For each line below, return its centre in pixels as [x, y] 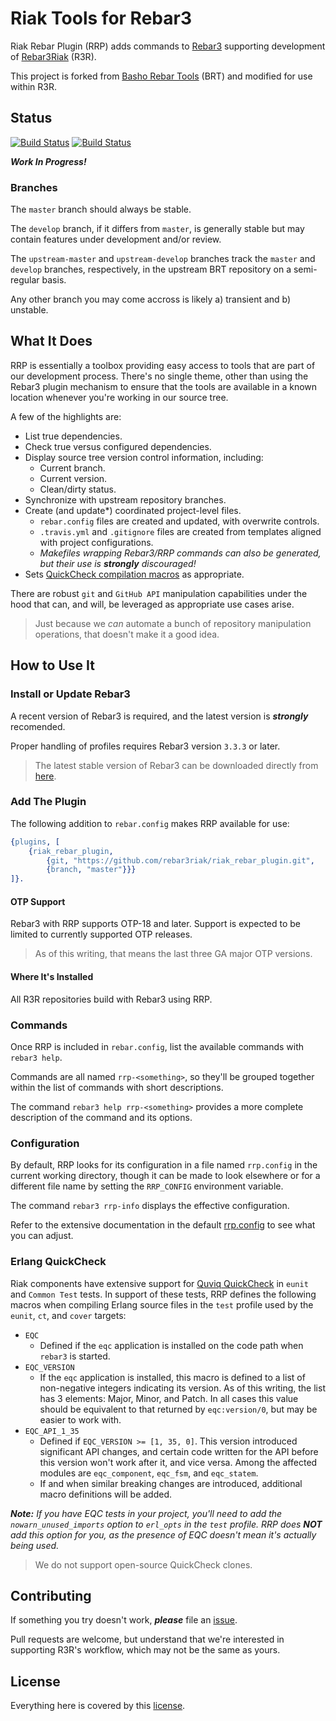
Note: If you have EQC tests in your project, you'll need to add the [146, 1513]
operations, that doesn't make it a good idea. [127, 634]
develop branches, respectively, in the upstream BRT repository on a [151, 269]
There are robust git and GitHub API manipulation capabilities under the [159, 593]
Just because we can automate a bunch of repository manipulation [173, 623]
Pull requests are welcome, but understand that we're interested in [147, 1639]
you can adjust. [42, 1236]
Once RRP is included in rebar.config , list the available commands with [157, 1046]
